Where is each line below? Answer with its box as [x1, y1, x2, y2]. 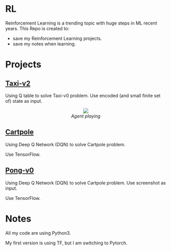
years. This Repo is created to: [5, 25, 70, 31]
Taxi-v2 [5, 79, 31, 87]
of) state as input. [5, 98, 42, 104]
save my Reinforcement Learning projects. [12, 35, 102, 41]
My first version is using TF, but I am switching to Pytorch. [5, 240, 128, 246]
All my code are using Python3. [5, 230, 71, 236]
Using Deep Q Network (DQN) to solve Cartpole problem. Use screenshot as [5, 179, 166, 186]
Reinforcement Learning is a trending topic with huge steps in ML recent [5, 20, 157, 26]
